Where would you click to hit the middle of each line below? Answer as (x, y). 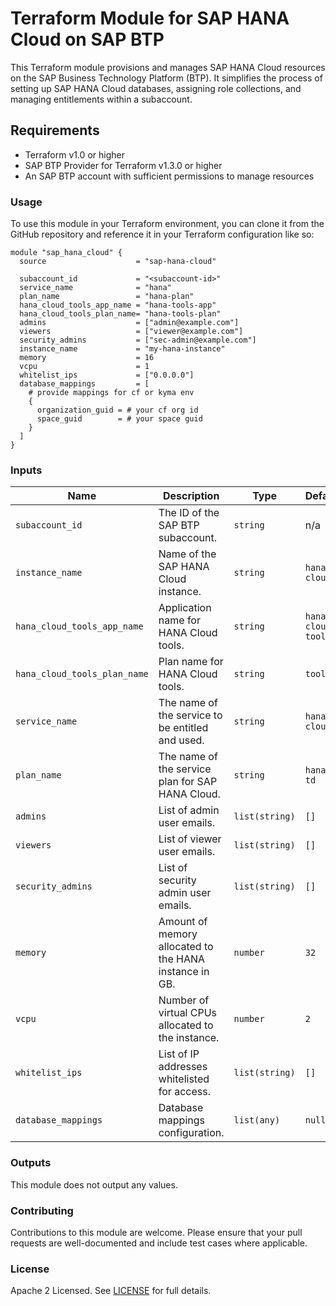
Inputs (26, 470)
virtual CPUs (188, 1013)
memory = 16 (87, 358)
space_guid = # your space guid (119, 419)
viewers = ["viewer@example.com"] (131, 332)
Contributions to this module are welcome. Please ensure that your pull (156, 1232)
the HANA (182, 959)
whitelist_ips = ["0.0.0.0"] (107, 375)
